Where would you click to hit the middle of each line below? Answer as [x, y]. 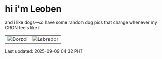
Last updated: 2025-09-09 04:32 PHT [44, 51]
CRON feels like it [23, 27]
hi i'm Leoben [33, 9]
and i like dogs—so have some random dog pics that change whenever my [81, 22]
